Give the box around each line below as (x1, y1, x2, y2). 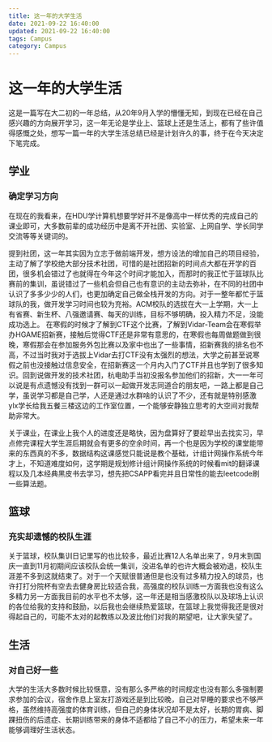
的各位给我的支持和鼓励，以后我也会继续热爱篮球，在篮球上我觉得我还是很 (8, 602, 257, 611)
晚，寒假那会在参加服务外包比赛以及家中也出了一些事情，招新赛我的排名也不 (8, 339, 264, 349)
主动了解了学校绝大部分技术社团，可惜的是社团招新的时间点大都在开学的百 (8, 258, 257, 268)
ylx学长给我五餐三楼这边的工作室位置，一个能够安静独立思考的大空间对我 (8, 400, 253, 410)
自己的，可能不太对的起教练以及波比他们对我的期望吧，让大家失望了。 (22, 612, 257, 622)
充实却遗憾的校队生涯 (8, 531, 91, 542)
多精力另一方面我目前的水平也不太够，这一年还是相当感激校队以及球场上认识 (8, 592, 264, 602)
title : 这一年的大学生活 (8, 11, 83, 20)
